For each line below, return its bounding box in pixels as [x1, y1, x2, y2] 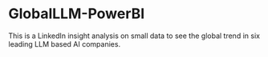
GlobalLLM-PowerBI [8, 5, 145, 23]
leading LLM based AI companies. [8, 39, 121, 48]
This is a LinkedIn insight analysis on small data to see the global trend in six [8, 31, 261, 40]
